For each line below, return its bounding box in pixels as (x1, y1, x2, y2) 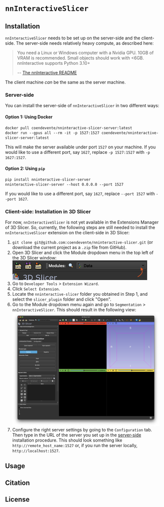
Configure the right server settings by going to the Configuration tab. (12, 426, 152, 432)
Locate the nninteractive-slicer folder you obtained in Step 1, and (12, 291, 148, 297)
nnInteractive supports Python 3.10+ (17, 60, 91, 66)
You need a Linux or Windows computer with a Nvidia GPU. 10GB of (17, 50, 154, 56)
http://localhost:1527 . (12, 448, 60, 453)
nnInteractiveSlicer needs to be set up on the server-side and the (5, 35, 141, 41)
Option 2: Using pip (5, 166, 46, 171)
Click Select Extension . (12, 286, 60, 292)
